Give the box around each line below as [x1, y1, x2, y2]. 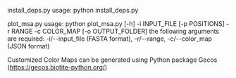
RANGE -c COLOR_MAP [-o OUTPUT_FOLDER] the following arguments [11, 27, 220, 35]
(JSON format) [7, 42, 50, 50]
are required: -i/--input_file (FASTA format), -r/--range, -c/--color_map [7, 34, 213, 43]
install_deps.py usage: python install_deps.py [7, 6, 139, 14]
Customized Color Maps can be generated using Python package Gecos [7, 56, 218, 64]
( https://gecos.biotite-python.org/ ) [7, 63, 108, 71]
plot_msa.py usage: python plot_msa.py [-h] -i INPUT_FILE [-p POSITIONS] [7, 20, 225, 27]
